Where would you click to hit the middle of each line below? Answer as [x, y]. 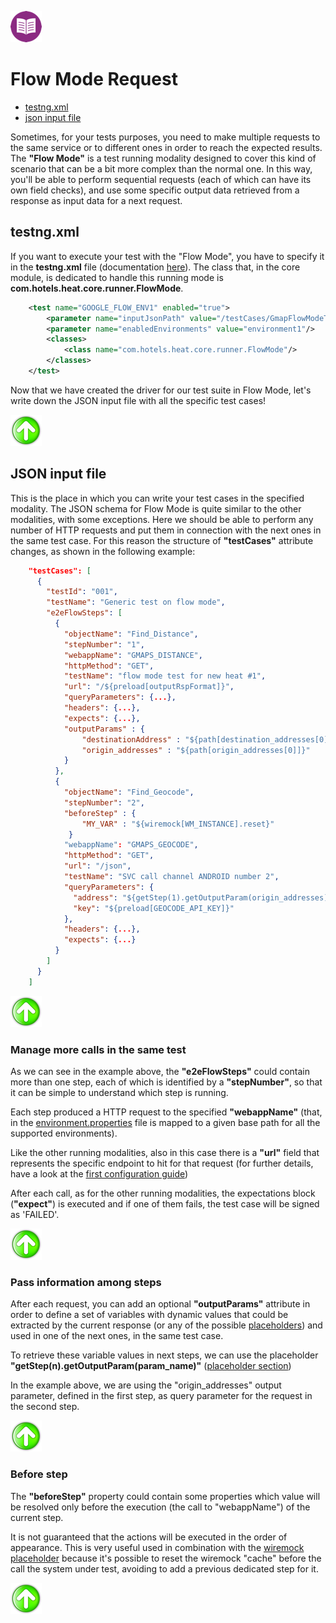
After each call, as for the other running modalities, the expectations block [163, 1193]
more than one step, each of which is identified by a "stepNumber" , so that [166, 1082]
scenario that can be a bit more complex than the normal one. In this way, [161, 168]
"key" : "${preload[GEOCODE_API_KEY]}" [154, 908]
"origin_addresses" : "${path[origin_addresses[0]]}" [196, 750]
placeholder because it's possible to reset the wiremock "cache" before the [166, 1558]
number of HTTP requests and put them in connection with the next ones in [166, 530]
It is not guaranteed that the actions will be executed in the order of [149, 1537]
